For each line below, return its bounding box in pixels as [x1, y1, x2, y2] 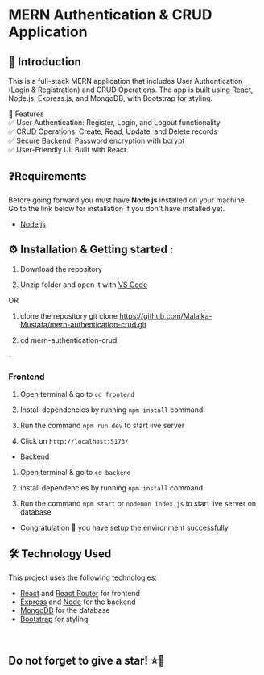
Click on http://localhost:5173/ [19, 435, 129, 445]
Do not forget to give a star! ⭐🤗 [8, 654, 165, 668]
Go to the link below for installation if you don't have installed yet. [8, 203, 225, 213]
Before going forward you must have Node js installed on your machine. [8, 195, 247, 205]
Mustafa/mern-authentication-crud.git [19, 319, 147, 329]
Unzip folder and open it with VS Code [19, 280, 148, 290]
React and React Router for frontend [19, 588, 141, 598]
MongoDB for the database [19, 605, 110, 615]
